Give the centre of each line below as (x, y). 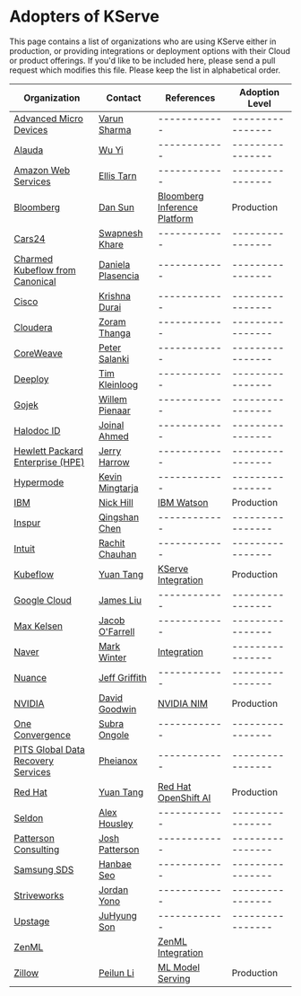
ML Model (178, 967)
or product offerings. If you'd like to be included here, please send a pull (142, 60)
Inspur (27, 523)
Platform (176, 218)
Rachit (112, 542)
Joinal (111, 425)
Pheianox (118, 761)
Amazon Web (42, 170)
